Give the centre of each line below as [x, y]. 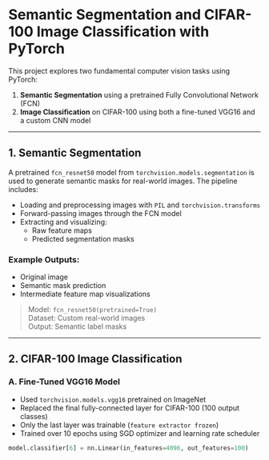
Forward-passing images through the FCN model [100, 213]
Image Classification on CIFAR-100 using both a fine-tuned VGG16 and [137, 112]
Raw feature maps [62, 230]
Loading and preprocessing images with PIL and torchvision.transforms [140, 205]
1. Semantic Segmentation [75, 153]
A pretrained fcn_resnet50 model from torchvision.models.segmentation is [131, 172]
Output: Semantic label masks [77, 326]
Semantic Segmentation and [105, 15]
